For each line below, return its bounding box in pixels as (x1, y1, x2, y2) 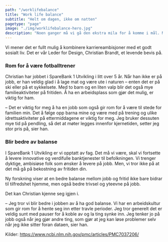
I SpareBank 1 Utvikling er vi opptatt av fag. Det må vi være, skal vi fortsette (5, 150, 161, 156)
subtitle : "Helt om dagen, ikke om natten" (5, 17, 97, 22)
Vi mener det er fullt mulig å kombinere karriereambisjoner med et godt (5, 45, 152, 50)
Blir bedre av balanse (5, 138, 57, 145)
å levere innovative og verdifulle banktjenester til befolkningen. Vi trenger (5, 155, 156, 161)
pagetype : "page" (5, 21, 41, 27)
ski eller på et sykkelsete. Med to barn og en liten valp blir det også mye (5, 84, 153, 90)
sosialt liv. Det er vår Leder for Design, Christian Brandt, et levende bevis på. (5, 50, 162, 56)
